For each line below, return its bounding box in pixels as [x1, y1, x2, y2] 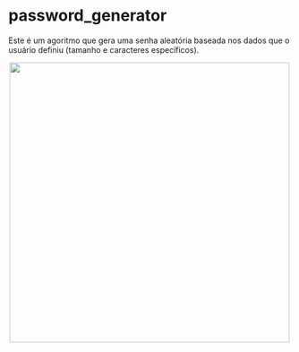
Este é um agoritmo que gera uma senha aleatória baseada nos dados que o [8, 35, 290, 46]
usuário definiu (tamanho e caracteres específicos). [8, 44, 200, 55]
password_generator [8, 5, 167, 26]
